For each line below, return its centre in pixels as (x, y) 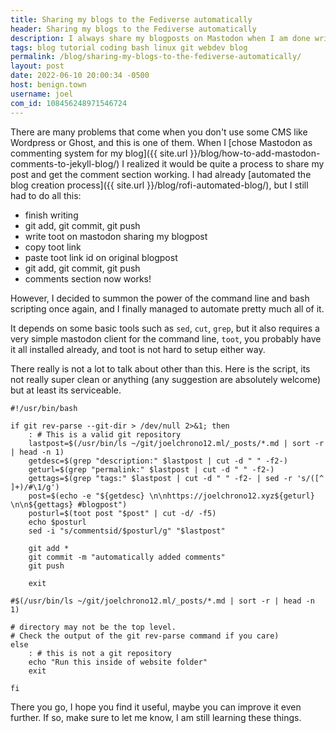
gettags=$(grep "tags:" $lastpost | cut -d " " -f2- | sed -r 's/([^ (176, 478)
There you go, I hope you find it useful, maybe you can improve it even (156, 707)
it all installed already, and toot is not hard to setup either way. (138, 349)
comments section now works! (88, 278)
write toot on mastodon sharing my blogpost (116, 236)
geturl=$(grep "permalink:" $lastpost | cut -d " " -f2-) (151, 469)
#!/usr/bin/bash (44, 408)
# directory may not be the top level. (93, 627)
